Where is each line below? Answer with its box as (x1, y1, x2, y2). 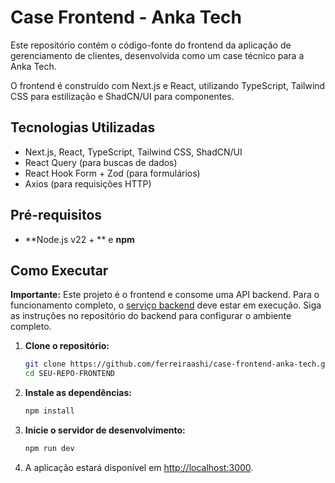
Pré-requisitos (10, 207, 103, 224)
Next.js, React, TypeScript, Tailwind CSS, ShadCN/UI (24, 146, 243, 158)
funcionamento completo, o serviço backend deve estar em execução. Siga (10, 299, 322, 311)
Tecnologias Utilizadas (10, 119, 156, 136)
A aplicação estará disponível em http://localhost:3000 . (24, 461, 254, 473)
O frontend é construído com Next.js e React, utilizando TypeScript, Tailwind (10, 79, 326, 91)
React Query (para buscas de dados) (24, 156, 178, 168)
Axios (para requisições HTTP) (24, 177, 152, 190)
